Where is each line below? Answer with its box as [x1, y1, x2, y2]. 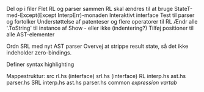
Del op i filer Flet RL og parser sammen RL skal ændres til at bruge [6, 5, 173, 12]
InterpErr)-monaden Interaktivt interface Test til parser [57, 11, 195, 19]
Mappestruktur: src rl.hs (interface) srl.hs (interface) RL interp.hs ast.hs [6, 73, 186, 79]
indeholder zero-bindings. [6, 49, 72, 56]
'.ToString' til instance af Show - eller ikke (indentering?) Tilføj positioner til [6, 24, 194, 31]
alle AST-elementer [6, 31, 55, 38]
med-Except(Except [6, 11, 57, 19]
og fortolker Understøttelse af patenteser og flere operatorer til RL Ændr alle [6, 18, 198, 25]
